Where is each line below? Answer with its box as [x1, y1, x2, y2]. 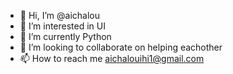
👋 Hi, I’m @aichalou [19, 10, 100, 21]
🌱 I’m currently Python [19, 31, 112, 42]
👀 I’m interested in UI [19, 20, 106, 32]
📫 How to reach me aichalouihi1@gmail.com [19, 53, 205, 64]
